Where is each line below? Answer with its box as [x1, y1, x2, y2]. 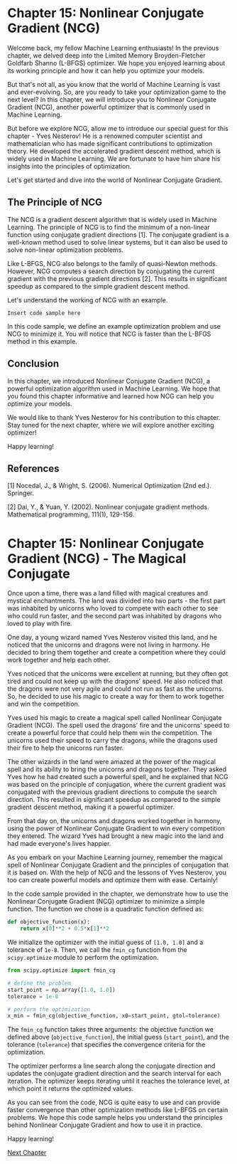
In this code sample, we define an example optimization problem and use [7, 322, 221, 330]
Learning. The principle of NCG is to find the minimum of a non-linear [7, 223, 211, 231]
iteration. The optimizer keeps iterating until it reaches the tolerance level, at [7, 1076, 230, 1086]
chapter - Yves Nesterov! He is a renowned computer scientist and [7, 132, 203, 140]
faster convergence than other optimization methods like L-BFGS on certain [7, 1106, 228, 1114]
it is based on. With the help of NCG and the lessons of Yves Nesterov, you [7, 868, 227, 877]
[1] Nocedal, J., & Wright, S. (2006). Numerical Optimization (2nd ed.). [7, 482, 211, 490]
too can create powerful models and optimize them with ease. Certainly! [7, 876, 219, 884]
